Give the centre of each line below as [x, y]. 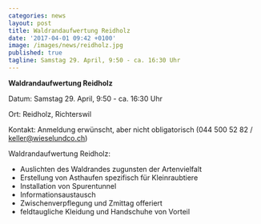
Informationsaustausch [58, 194]
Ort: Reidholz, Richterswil [50, 114]
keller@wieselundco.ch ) [48, 138]
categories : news [37, 16]
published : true [35, 53]
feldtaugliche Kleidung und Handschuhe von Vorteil [105, 211]
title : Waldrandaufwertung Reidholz [69, 30]
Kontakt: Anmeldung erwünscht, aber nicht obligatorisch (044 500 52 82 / [130, 130]
